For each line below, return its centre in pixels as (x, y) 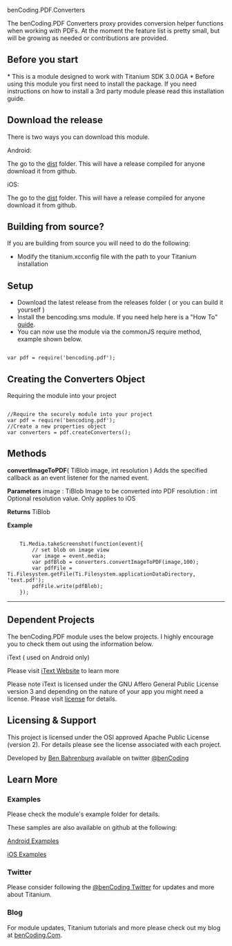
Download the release (55, 120)
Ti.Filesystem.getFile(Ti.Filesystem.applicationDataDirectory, (101, 574)
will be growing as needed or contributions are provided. (88, 38)
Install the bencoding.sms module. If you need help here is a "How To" (117, 317)
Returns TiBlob (29, 511)
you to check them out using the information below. (80, 644)
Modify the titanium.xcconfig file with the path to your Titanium (107, 257)
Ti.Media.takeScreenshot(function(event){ (81, 544)
